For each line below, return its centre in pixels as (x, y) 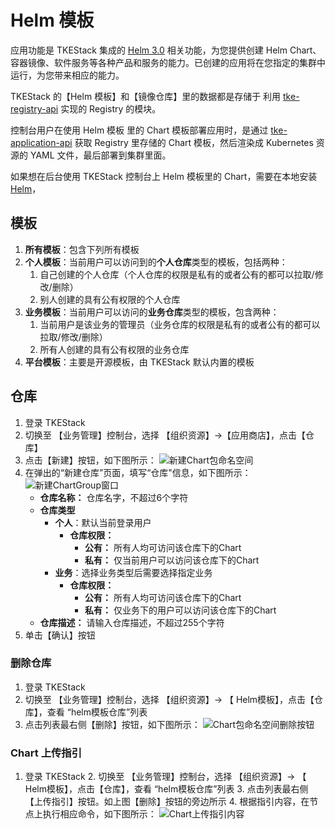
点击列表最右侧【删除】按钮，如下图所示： (112, 724)
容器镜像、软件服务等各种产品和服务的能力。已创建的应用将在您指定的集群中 (168, 62)
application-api (41, 142)
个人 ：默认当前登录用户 (103, 522)
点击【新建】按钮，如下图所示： (90, 460)
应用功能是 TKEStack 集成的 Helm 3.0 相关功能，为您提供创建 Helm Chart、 (166, 50)
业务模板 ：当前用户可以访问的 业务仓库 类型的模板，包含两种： (152, 312)
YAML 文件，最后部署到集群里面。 (100, 155)
